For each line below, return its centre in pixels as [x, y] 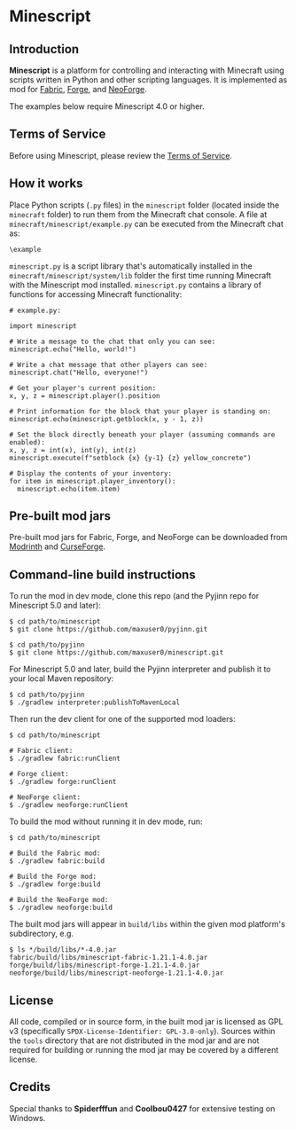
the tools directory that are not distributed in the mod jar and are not [134, 1040]
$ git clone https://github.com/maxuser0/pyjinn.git [109, 630]
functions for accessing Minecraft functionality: [96, 294]
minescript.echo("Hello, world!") [73, 349]
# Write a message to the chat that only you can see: [113, 341]
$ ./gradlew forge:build [55, 884]
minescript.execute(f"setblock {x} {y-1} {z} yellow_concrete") [130, 458]
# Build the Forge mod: [53, 877]
